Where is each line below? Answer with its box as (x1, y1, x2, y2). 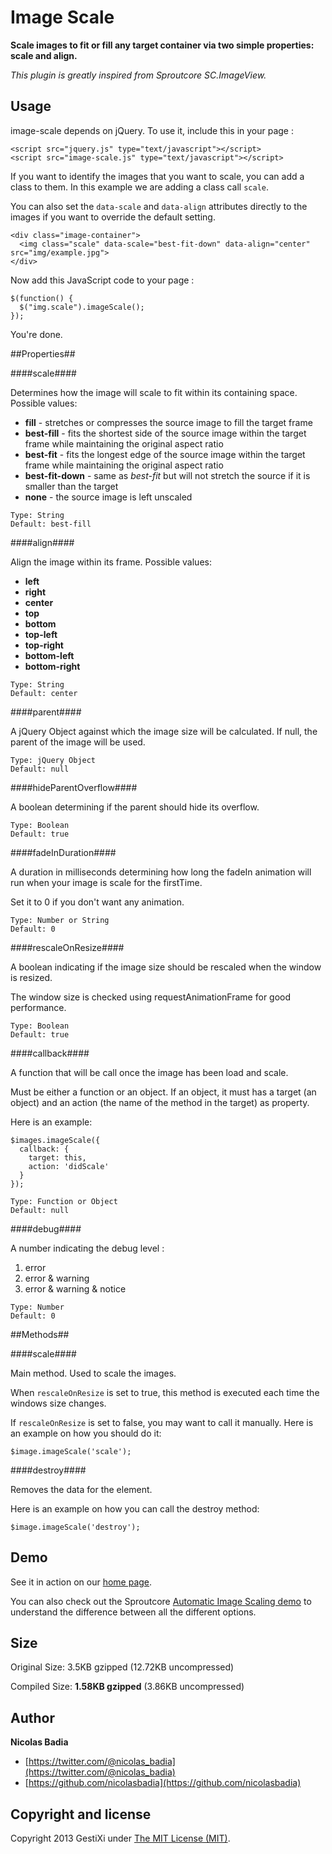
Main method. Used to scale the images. (10, 1367, 177, 1379)
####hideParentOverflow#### (10, 781, 138, 793)
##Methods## (10, 1328, 70, 1340)
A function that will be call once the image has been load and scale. (10, 1066, 289, 1078)
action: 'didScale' (28, 1161, 110, 1171)
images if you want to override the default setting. (10, 211, 216, 223)
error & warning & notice (24, 1282, 127, 1295)
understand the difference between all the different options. (10, 1606, 257, 1618)
